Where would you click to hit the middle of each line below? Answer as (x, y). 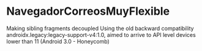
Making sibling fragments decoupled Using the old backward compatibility (100, 28)
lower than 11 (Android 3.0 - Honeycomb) (58, 41)
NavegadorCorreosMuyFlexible (88, 11)
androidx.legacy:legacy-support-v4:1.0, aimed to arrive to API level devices (101, 34)
